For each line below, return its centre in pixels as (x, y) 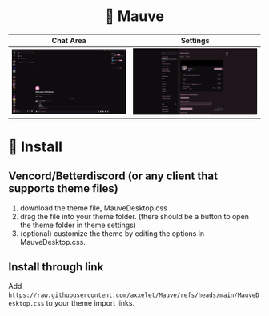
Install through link (56, 267)
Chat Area (69, 41)
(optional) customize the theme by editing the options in (112, 233)
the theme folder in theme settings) (78, 225)
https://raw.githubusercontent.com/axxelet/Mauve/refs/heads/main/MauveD (134, 295)
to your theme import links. (90, 303)
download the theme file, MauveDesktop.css (94, 208)
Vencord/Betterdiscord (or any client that (113, 176)
